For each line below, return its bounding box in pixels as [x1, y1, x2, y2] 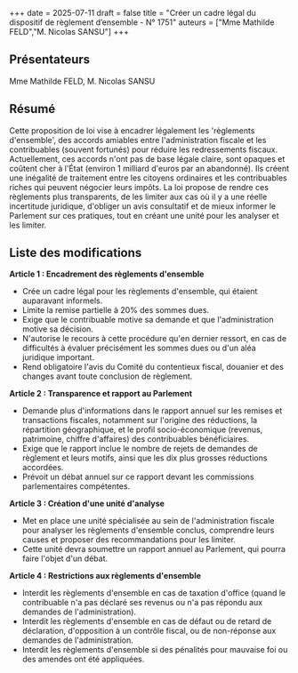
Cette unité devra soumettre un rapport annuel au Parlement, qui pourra [21, 544, 286, 555]
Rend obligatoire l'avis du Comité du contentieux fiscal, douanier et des [21, 362, 285, 373]
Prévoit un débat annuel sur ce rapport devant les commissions [21, 471, 255, 483]
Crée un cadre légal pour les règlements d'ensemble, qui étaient [21, 286, 258, 297]
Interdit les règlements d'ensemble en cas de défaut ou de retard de [21, 616, 272, 627]
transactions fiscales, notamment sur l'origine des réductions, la [21, 415, 258, 426]
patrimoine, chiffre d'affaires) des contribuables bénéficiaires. [21, 434, 250, 445]
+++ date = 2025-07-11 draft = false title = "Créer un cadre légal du [9, 8, 256, 18]
